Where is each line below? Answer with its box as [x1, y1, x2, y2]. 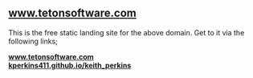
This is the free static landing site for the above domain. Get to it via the [8, 27, 245, 37]
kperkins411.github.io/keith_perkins [8, 60, 132, 70]
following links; [8, 36, 59, 46]
